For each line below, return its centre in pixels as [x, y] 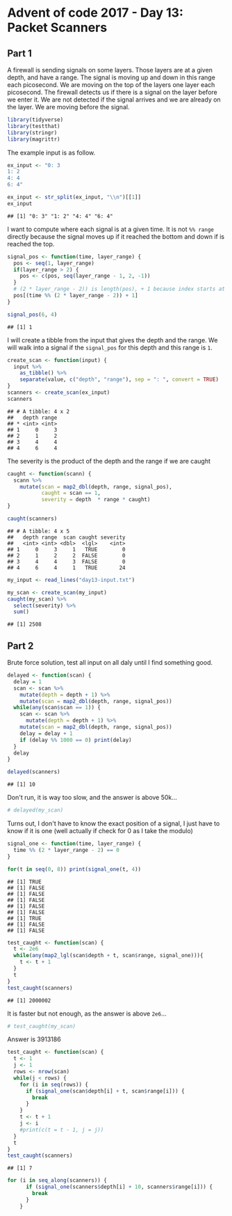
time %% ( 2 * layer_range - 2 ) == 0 [66, 850]
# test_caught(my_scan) [42, 1026]
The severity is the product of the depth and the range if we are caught [109, 461]
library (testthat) [34, 126]
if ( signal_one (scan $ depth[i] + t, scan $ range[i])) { [105, 1091]
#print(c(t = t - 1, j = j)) [62, 1130]
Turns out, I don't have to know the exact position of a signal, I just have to [114, 823]
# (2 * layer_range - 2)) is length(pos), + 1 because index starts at [119, 289]
